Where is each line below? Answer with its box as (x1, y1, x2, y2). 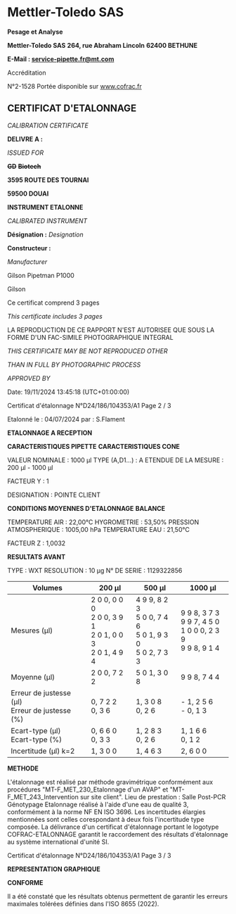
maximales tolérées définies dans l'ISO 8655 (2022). (7, 899, 159, 908)
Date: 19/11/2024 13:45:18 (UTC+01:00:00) (7, 388, 130, 396)
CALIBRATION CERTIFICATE (7, 121, 89, 129)
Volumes (32, 583, 63, 592)
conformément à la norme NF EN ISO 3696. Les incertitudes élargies (7, 807, 206, 816)
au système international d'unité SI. (7, 837, 110, 846)
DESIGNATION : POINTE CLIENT (7, 490, 100, 499)
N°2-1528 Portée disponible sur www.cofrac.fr (7, 82, 142, 90)
